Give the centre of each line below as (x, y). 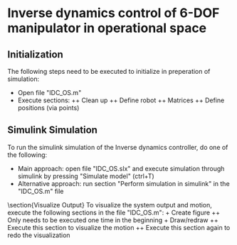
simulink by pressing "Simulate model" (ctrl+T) (86, 176)
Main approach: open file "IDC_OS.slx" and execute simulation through (121, 168)
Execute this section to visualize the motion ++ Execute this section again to (119, 227)
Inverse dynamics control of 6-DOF (114, 13)
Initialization (36, 54)
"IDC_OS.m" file (41, 191)
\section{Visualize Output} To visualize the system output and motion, (110, 205)
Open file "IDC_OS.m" (49, 93)
